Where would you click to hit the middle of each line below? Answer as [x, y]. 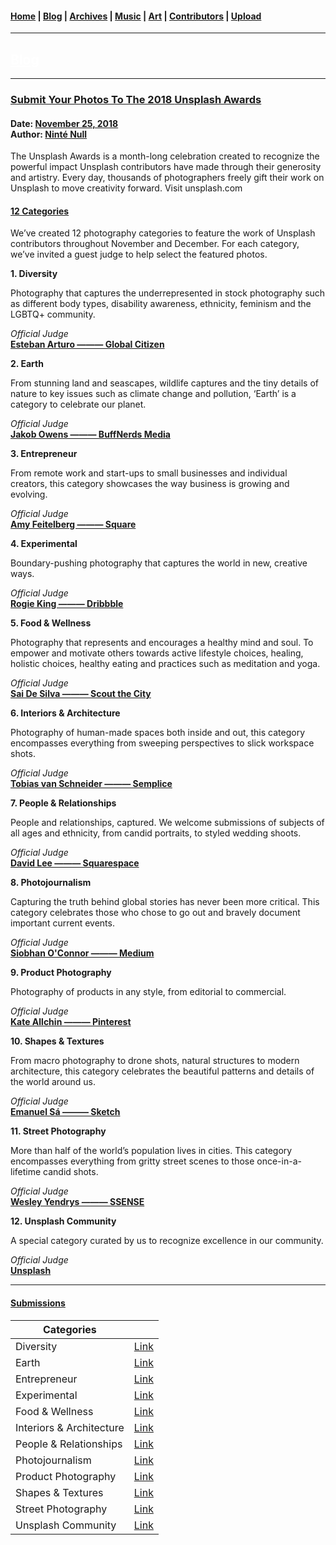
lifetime [26, 1172]
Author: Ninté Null [49, 134]
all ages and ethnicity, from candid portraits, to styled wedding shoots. [156, 833]
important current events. [62, 923]
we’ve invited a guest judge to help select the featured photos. [139, 254]
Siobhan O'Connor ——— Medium [82, 953]
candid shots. [71, 1172]
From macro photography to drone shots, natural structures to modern [155, 1061]
